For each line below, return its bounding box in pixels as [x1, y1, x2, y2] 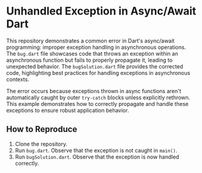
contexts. [6, 76, 30, 83]
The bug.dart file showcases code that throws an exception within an [6, 50, 178, 57]
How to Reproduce [6, 124, 77, 134]
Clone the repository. [14, 140, 68, 148]
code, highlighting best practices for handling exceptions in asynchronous [6, 69, 191, 76]
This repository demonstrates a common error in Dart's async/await [6, 37, 175, 44]
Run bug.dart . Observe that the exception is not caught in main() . [14, 146, 178, 154]
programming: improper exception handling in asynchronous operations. [6, 44, 186, 51]
